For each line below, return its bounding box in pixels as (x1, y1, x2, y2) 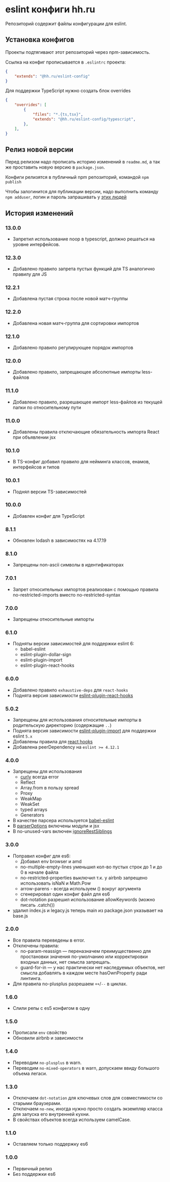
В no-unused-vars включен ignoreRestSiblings (12, 828, 112, 834)
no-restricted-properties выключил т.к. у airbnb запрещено (20, 874, 148, 881)
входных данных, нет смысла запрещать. (20, 959, 111, 965)
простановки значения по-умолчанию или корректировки (20, 953, 148, 960)
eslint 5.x (12, 733, 33, 739)
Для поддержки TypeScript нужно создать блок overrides (5, 88, 131, 94)
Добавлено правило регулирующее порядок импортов (12, 344, 134, 351)
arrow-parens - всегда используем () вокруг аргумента (20, 885, 141, 891)
